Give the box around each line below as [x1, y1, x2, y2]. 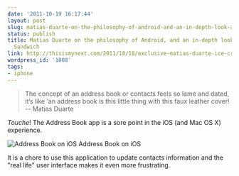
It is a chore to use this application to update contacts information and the [7, 153, 224, 162]
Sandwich [14, 43, 40, 50]
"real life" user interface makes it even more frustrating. [7, 160, 171, 169]
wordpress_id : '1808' [7, 57, 72, 64]
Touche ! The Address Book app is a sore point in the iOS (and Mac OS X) [7, 118, 222, 126]
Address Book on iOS [78, 139, 141, 148]
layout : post [7, 17, 46, 24]
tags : [7, 63, 23, 70]
